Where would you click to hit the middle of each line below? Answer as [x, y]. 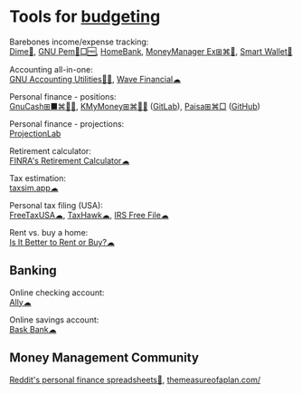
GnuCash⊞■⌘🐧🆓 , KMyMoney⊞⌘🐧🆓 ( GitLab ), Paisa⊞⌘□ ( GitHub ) [135, 106]
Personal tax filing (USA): [57, 205]
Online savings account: [54, 320]
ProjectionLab [35, 133]
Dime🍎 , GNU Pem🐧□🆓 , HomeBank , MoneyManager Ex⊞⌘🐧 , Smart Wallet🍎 [151, 51]
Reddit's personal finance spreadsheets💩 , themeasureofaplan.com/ [135, 380]
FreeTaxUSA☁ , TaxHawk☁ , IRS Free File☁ [89, 215]
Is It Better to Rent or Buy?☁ [62, 242]
